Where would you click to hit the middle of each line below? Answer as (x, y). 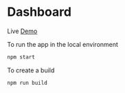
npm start (21, 57)
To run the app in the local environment (63, 44)
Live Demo (22, 31)
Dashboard (39, 12)
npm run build (27, 83)
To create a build (31, 70)
